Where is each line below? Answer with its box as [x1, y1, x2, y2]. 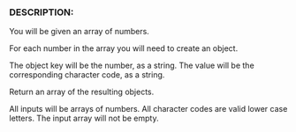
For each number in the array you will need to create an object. [9, 43, 239, 54]
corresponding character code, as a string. [9, 70, 165, 80]
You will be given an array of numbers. [9, 26, 150, 37]
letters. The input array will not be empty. [9, 113, 159, 124]
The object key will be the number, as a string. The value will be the [9, 60, 254, 71]
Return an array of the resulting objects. [9, 86, 155, 98]
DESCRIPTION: [9, 6, 74, 18]
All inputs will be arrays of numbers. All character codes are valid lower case [9, 104, 288, 114]
